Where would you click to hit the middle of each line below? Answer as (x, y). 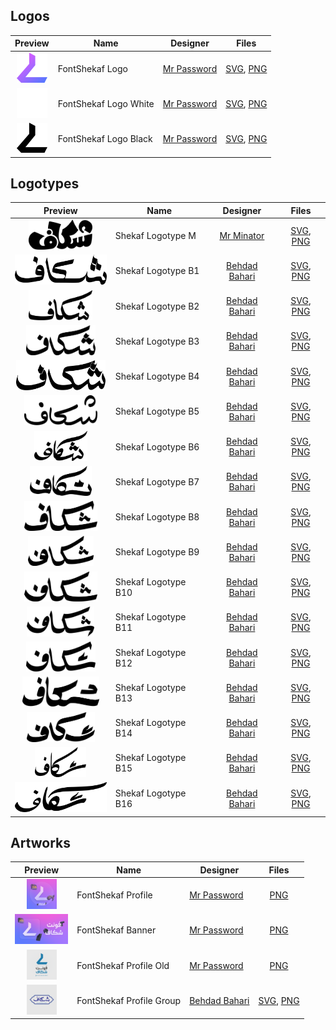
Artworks (41, 843)
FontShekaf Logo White (106, 103)
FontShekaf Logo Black (105, 139)
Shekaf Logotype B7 (157, 481)
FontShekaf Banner (116, 930)
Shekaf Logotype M (155, 236)
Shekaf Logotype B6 (157, 446)
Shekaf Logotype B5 (157, 411)
